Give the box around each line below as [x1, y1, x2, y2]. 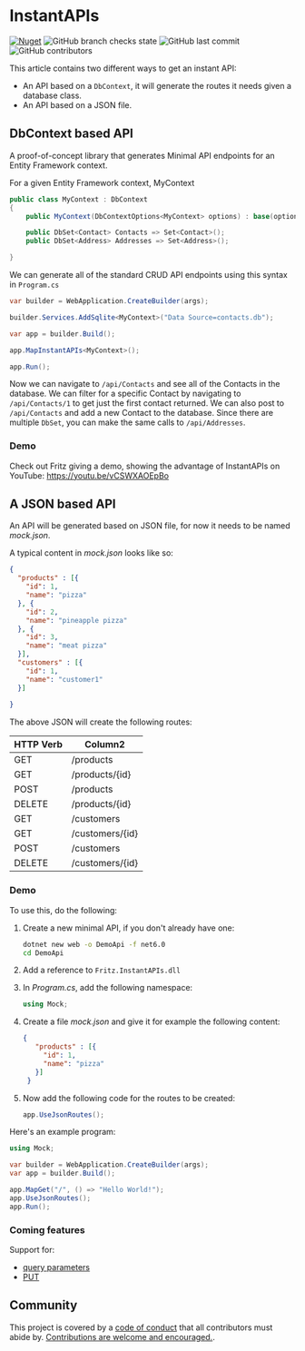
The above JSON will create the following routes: [9, 716, 192, 727]
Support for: [9, 1244, 55, 1255]
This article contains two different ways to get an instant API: [9, 63, 238, 74]
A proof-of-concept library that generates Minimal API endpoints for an [9, 150, 275, 161]
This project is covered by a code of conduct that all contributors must [9, 1322, 273, 1333]
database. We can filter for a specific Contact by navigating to [9, 388, 241, 399]
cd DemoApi [22, 948, 64, 958]
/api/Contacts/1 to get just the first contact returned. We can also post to [9, 398, 284, 409]
